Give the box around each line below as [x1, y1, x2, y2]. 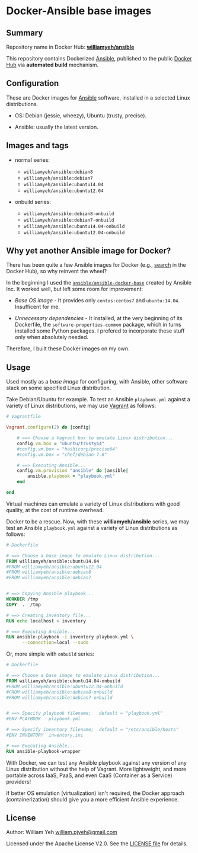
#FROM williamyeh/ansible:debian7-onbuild [6, 695, 113, 701]
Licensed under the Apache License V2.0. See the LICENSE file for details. [6, 840, 188, 847]
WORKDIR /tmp [6, 596, 39, 602]
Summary [6, 28, 43, 38]
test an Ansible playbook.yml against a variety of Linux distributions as [6, 524, 178, 531]
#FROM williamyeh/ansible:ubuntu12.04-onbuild [6, 683, 123, 689]
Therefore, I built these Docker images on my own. [6, 345, 130, 352]
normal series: [14, 156, 50, 164]
